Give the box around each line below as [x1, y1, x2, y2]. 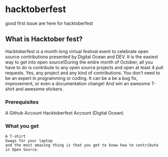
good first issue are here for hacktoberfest [5, 20, 93, 26]
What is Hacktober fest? [5, 35, 83, 43]
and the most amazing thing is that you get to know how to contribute [5, 143, 158, 148]
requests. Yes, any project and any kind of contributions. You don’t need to [5, 70, 160, 76]
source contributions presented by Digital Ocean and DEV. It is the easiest [5, 54, 158, 60]
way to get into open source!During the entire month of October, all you [5, 59, 153, 65]
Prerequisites [5, 98, 39, 106]
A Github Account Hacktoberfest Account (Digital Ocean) [5, 110, 124, 116]
